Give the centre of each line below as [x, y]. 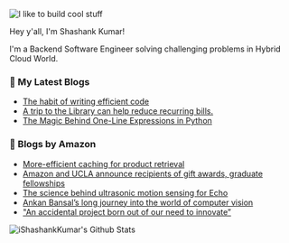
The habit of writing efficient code [86, 102]
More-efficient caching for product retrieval [103, 164]
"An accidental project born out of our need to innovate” [127, 211]
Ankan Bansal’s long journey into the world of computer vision [138, 202]
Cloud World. [34, 58]
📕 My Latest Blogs [50, 81]
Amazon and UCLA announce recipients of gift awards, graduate [143, 173]
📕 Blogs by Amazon [53, 145]
